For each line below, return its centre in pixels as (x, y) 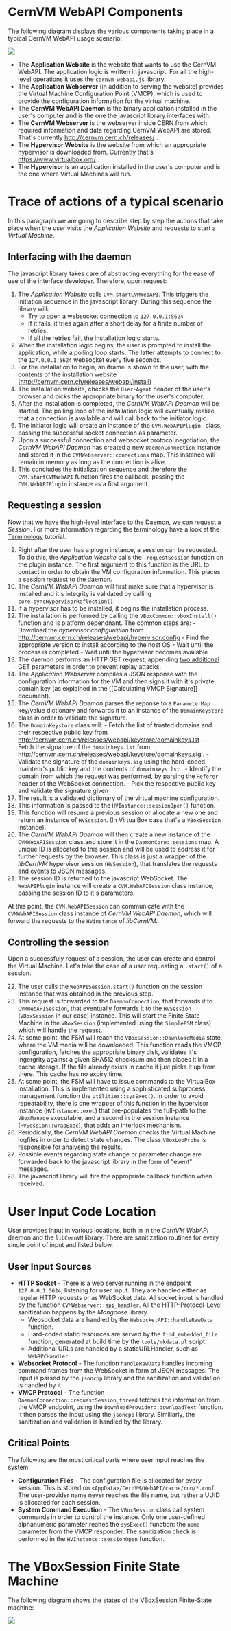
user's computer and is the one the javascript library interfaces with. (114, 115)
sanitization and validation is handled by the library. (90, 1422)
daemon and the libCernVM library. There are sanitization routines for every (113, 1237)
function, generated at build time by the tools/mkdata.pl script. (117, 1342)
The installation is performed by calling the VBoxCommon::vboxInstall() (117, 615)
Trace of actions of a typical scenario (116, 202)
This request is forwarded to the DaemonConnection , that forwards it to (115, 1001)
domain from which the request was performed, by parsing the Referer (118, 776)
